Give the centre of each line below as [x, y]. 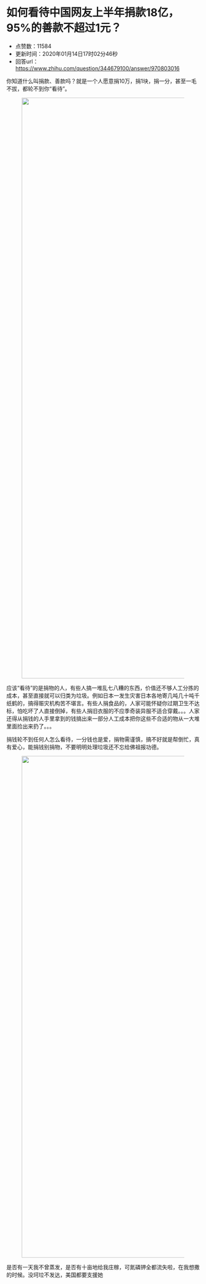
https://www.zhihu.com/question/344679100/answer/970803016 [97, 68]
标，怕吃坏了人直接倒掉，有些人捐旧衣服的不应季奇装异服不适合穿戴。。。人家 [103, 711]
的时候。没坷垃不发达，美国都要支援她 [55, 1275]
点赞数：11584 [33, 46]
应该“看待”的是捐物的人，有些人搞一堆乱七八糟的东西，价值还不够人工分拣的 [103, 687]
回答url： [27, 61]
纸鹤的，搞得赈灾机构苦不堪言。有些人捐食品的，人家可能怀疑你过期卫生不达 [103, 703]
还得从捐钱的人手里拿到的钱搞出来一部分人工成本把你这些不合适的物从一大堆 [103, 718]
